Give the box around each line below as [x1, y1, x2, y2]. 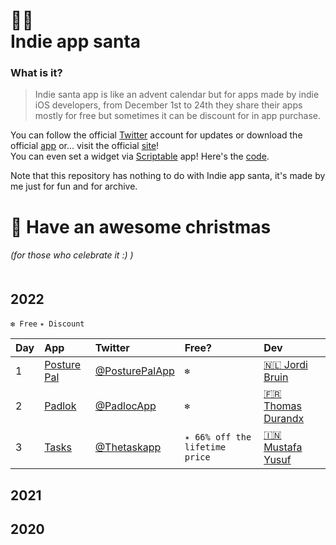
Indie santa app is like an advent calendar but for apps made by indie [34, 89, 320, 101]
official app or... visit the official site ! [10, 140, 160, 152]
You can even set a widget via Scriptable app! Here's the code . [10, 150, 270, 163]
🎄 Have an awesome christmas [10, 215, 272, 238]
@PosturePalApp [94, 364, 175, 378]
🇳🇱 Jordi [263, 358, 308, 372]
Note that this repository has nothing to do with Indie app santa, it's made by [10, 170, 326, 182]
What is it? [10, 66, 63, 80]
